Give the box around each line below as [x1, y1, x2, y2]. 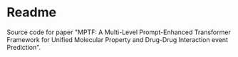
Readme [6, 4, 57, 21]
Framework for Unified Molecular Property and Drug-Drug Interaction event [6, 35, 229, 43]
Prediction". [6, 43, 41, 51]
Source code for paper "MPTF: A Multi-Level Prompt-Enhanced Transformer [6, 28, 231, 36]
